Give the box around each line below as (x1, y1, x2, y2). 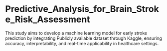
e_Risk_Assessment (5, 14, 91, 25)
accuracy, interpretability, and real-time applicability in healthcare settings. (5, 40, 159, 46)
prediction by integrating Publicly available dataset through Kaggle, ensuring (5, 35, 163, 41)
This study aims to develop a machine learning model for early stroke (5, 30, 148, 36)
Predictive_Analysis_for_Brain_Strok (5, 3, 160, 15)
